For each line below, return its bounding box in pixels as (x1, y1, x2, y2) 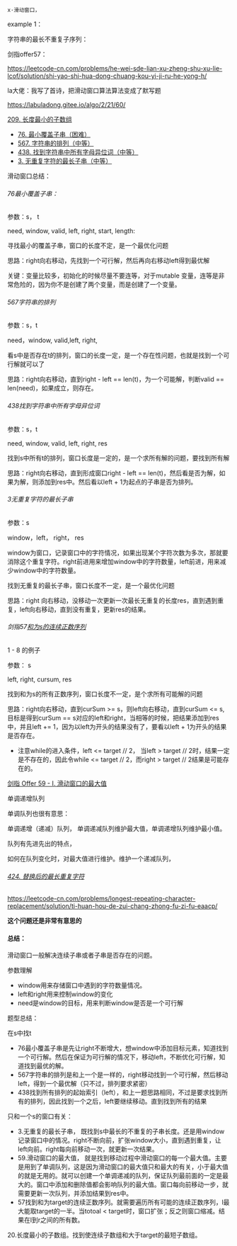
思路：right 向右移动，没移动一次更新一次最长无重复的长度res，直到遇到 (7, 596, 218, 604)
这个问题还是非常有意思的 (7, 917, 82, 925)
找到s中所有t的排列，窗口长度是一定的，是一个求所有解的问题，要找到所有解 (7, 453, 230, 462)
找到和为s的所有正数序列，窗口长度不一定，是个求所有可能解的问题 (7, 690, 203, 698)
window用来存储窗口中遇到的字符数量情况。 (17, 981, 146, 990)
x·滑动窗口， (7, 6, 40, 13)
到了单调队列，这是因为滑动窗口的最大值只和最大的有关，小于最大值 (30, 1162, 229, 1171)
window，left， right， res (7, 533, 84, 542)
